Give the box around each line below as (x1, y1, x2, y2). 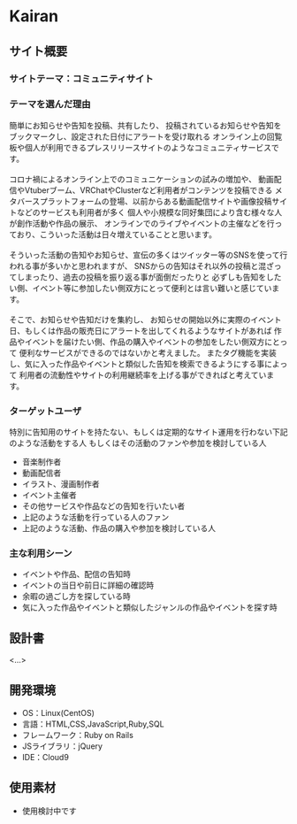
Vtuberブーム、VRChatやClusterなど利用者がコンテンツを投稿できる (24, 184, 273, 196)
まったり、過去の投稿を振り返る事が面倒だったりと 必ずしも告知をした (24, 272, 282, 282)
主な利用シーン (9, 547, 72, 559)
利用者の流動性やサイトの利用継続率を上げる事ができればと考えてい (19, 369, 267, 380)
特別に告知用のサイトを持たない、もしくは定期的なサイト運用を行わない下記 (9, 427, 288, 437)
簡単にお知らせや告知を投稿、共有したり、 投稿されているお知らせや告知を (9, 119, 282, 130)
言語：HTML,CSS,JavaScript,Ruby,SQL (21, 719, 165, 729)
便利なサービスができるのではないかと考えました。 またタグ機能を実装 (19, 347, 277, 358)
